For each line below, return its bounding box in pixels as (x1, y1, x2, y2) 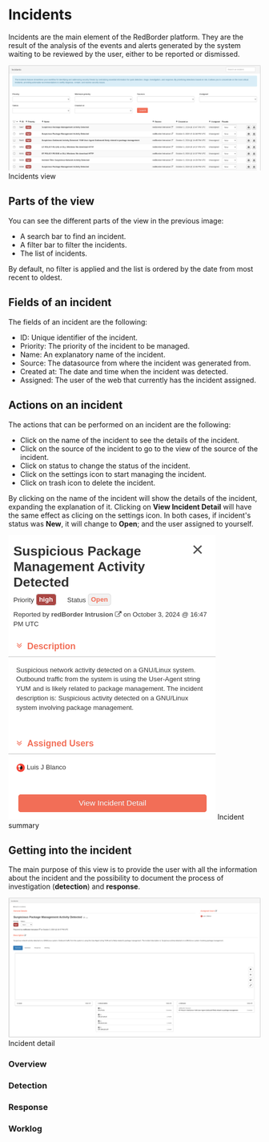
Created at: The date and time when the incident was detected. (19, 366, 228, 376)
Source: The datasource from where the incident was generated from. (19, 358, 251, 368)
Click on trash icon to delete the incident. (19, 478, 156, 487)
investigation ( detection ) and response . (8, 882, 141, 891)
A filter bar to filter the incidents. (19, 240, 127, 249)
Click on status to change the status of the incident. (19, 461, 191, 470)
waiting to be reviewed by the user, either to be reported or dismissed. (8, 49, 240, 59)
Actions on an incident (8, 398, 123, 412)
